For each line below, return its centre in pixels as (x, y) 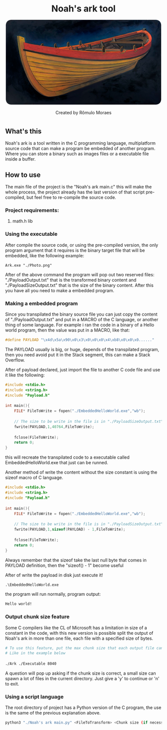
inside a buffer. (20, 159)
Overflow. (15, 360)
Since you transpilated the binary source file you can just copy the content (81, 314)
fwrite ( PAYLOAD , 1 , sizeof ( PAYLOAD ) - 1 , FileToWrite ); (70, 530)
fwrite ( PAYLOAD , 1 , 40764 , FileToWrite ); (54, 427)
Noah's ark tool (83, 9)
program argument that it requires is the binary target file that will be (75, 250)
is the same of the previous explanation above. (53, 713)
